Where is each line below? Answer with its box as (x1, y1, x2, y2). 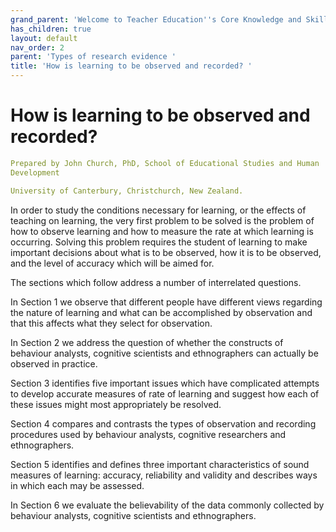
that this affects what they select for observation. (10, 317, 213, 329)
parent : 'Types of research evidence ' (10, 52, 177, 62)
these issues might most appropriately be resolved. (10, 398, 222, 410)
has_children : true (10, 24, 92, 34)
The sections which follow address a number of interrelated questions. (10, 276, 302, 288)
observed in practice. (10, 357, 98, 370)
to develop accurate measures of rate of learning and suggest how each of (10, 387, 320, 400)
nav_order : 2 (10, 42, 65, 53)
